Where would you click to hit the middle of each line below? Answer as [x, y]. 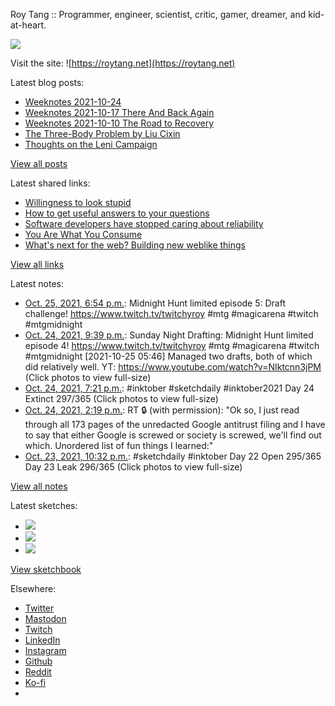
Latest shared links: [50, 183]
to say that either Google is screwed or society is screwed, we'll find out [173, 435]
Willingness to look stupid [78, 202]
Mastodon [45, 618]
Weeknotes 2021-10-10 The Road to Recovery [119, 123]
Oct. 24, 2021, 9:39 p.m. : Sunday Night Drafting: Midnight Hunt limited [169, 335]
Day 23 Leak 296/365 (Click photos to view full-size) [133, 467]
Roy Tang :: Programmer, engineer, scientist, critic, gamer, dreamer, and [158, 14]
